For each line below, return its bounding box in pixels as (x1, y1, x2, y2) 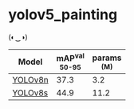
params (92, 52, 122, 63)
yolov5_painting (8, 6, 118, 24)
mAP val (56, 50, 85, 64)
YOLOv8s (12, 87, 49, 99)
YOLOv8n (12, 75, 49, 86)
